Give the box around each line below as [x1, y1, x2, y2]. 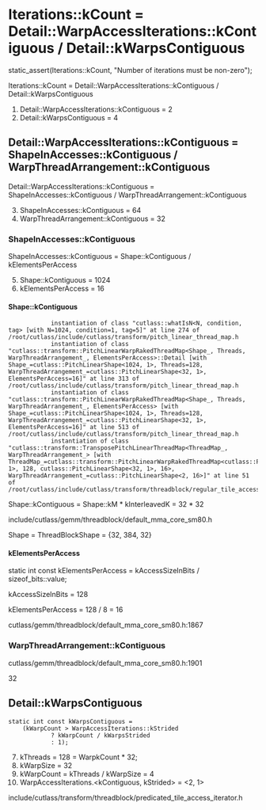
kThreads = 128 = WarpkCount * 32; [19, 752, 139, 762]
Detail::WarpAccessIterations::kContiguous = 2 [19, 105, 173, 114]
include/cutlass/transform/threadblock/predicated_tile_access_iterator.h [8, 793, 243, 802]
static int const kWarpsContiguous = [8, 717, 133, 725]
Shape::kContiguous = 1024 [19, 276, 111, 285]
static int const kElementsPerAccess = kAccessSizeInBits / [8, 566, 199, 576]
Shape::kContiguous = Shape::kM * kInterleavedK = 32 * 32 [8, 500, 204, 509]
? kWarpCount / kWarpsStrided [50, 731, 150, 740]
